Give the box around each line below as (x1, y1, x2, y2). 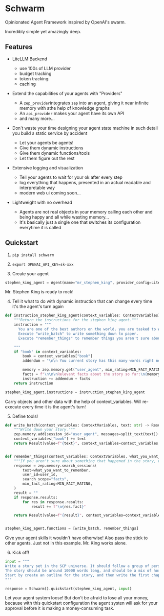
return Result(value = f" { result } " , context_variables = (14, 513, 125, 518)
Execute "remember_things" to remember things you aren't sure (18, 336, 150, 341)
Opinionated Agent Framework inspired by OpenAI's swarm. (5, 19, 126, 25)
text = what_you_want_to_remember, (22, 468, 91, 473)
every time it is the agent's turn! (22, 403, 86, 409)
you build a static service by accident (12, 130, 88, 136)
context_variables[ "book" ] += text (14, 436, 86, 441)
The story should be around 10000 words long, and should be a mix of (5, 568, 152, 573)
